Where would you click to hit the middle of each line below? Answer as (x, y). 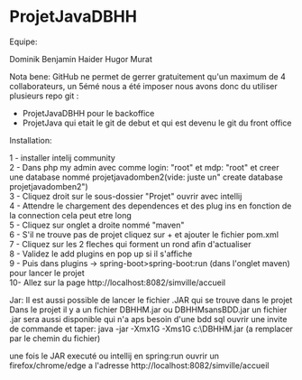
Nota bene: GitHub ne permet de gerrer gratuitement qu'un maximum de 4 (147, 76)
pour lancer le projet (47, 273)
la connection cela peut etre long (71, 215)
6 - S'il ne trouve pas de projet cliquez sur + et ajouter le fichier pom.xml (144, 234)
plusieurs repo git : (44, 96)
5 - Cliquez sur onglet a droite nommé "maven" (97, 225)
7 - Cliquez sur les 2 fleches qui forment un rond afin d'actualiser (130, 244)
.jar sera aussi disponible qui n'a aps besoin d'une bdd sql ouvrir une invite (148, 319)
